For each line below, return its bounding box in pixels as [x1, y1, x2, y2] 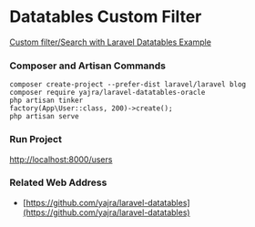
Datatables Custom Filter [9, 6, 202, 27]
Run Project [9, 133, 62, 146]
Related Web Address [9, 176, 107, 189]
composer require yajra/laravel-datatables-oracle [9, 88, 206, 98]
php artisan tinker [9, 96, 84, 106]
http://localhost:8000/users [9, 153, 113, 165]
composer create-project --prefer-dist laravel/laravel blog [9, 80, 247, 89]
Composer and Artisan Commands [9, 59, 167, 72]
